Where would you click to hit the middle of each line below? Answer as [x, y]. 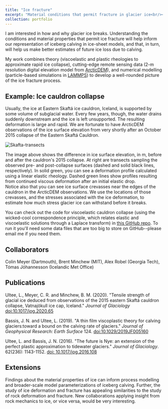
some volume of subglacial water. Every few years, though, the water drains [83, 114]
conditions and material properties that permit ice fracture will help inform [81, 39]
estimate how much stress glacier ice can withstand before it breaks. [76, 203]
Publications [25, 283]
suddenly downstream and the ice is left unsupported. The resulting [75, 119]
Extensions [23, 368]
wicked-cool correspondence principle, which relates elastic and [72, 218]
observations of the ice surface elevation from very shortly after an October [83, 130]
